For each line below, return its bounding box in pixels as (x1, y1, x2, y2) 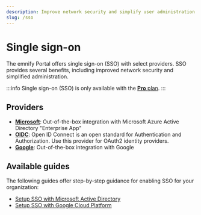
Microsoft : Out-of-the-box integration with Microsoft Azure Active (14, 118, 179, 125)
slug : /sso (6, 14, 34, 20)
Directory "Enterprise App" (14, 125, 82, 132)
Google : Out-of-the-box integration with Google (14, 144, 134, 151)
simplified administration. (6, 73, 69, 80)
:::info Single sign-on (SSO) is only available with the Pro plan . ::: (6, 85, 166, 92)
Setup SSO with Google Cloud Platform (14, 202, 113, 209)
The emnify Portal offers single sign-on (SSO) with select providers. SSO (6, 60, 187, 67)
